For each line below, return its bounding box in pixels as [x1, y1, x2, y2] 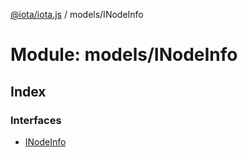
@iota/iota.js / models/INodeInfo [10, 9, 144, 20]
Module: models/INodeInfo [10, 44, 238, 66]
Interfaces [10, 113, 62, 127]
